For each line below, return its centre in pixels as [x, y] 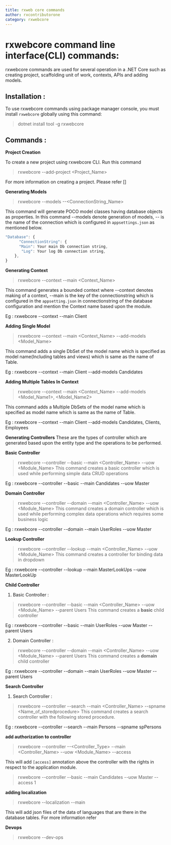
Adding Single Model [28, 326]
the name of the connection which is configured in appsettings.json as [80, 222]
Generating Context [27, 270]
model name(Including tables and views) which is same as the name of [80, 357]
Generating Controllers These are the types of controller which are [76, 438]
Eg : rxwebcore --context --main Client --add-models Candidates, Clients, [83, 422]
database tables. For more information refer [51, 817]
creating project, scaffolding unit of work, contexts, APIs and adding [77, 75]
